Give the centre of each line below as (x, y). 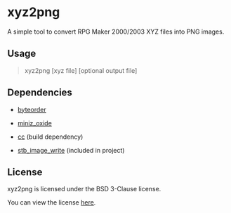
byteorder (32, 109)
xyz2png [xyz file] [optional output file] (81, 70)
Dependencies (40, 93)
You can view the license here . (52, 202)
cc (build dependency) (50, 137)
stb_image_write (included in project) (71, 150)
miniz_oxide (35, 123)
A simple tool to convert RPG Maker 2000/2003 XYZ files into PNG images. (116, 32)
